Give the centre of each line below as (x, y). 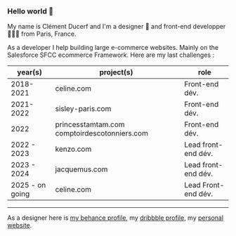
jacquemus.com (81, 169)
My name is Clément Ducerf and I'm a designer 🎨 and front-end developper (117, 27)
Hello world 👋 (31, 11)
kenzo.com (73, 149)
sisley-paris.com (83, 109)
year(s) (29, 72)
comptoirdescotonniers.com (102, 133)
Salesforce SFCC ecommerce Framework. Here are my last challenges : (111, 55)
